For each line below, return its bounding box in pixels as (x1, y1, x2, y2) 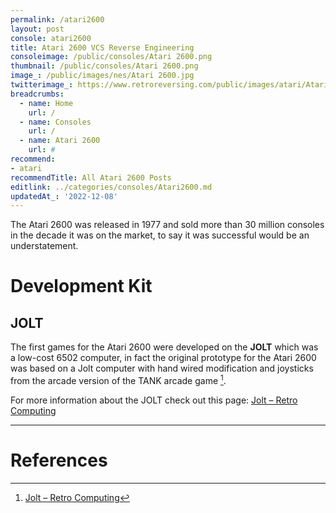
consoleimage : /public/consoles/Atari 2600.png (10, 52, 213, 62)
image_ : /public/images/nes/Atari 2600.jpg (10, 71, 195, 81)
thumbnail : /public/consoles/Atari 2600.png (10, 61, 199, 71)
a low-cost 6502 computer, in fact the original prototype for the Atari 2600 (10, 352, 317, 364)
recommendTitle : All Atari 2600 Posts (10, 172, 172, 183)
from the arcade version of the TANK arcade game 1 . (10, 373, 227, 386)
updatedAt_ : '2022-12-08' (10, 191, 118, 201)
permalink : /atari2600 (10, 14, 105, 25)
